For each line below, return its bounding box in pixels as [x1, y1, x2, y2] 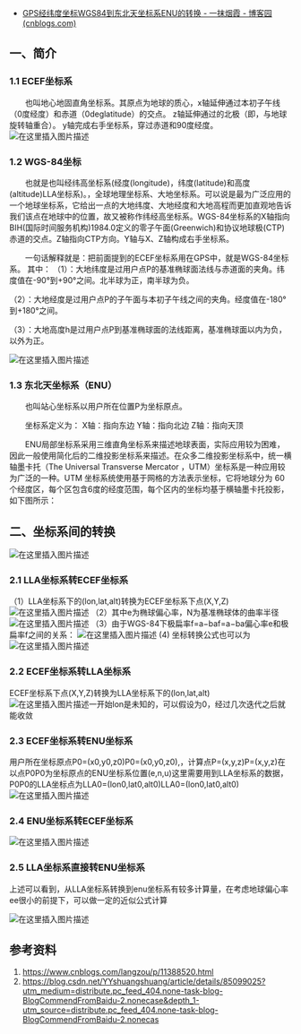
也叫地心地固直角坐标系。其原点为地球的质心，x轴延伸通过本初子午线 [25, 97, 280, 108]
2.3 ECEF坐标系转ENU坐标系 [9, 734, 133, 746]
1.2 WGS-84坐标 [9, 155, 82, 168]
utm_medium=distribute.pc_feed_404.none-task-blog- [21, 986, 224, 996]
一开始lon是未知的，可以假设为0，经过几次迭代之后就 [89, 698, 286, 710]
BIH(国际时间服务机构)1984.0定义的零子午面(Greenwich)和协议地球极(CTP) [9, 222, 285, 233]
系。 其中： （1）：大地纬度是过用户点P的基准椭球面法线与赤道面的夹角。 [9, 263, 278, 274]
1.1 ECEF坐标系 [9, 75, 73, 88]
